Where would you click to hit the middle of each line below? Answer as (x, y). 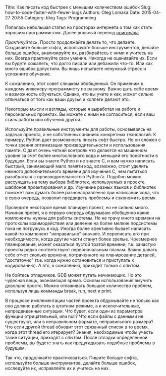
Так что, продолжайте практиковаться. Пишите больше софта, (72, 358)
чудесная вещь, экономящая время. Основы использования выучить (79, 280)
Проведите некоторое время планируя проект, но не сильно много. (77, 207)
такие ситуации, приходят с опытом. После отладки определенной (76, 338)
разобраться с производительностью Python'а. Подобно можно (73, 177)
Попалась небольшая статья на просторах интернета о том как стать (79, 27)
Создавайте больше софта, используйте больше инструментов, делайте (82, 47)
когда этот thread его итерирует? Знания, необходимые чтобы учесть (79, 332)
